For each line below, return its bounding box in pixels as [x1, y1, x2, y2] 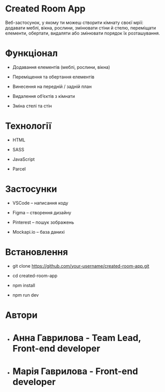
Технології [5, 120, 51, 132]
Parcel [12, 166, 26, 172]
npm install [12, 282, 35, 288]
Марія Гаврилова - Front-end [12, 366, 138, 377]
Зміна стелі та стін [12, 103, 52, 109]
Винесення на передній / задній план [12, 83, 92, 89]
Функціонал [5, 48, 58, 59]
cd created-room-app [12, 273, 57, 279]
